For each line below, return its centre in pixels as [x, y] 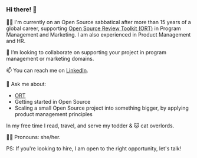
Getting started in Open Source [52, 102]
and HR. [16, 41]
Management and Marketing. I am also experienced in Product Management [98, 35]
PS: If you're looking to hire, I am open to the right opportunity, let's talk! [94, 149]
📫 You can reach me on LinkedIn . [47, 71]
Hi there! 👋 [22, 9]
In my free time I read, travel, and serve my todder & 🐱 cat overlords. [90, 126]
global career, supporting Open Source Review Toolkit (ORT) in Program [93, 28]
